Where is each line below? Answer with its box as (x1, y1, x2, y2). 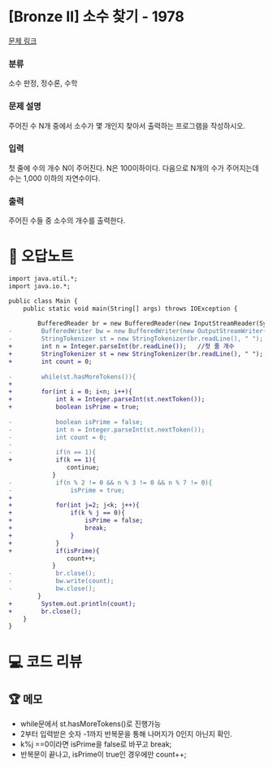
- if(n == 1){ (8, 449, 96, 457)
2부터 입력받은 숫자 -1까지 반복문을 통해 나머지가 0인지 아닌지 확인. (19, 730, 233, 739)
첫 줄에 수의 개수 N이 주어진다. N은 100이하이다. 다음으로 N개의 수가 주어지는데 (8, 163, 259, 173)
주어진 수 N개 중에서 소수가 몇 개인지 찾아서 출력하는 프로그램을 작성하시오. (8, 121, 246, 130)
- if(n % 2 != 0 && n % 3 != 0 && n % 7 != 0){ (8, 478, 213, 487)
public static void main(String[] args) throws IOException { (23, 305, 238, 313)
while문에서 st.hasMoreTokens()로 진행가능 (19, 719, 161, 729)
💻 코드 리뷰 (8, 652, 83, 671)
